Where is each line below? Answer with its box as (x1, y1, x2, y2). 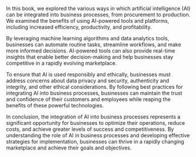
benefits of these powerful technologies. (6, 102, 104, 109)
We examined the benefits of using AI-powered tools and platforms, (6, 18, 170, 24)
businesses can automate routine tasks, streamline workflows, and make (6, 41, 181, 48)
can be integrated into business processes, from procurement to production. (6, 11, 191, 18)
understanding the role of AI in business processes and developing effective (6, 132, 190, 139)
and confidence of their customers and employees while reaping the (6, 96, 171, 103)
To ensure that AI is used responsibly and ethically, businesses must (6, 71, 171, 78)
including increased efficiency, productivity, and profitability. (6, 23, 152, 30)
